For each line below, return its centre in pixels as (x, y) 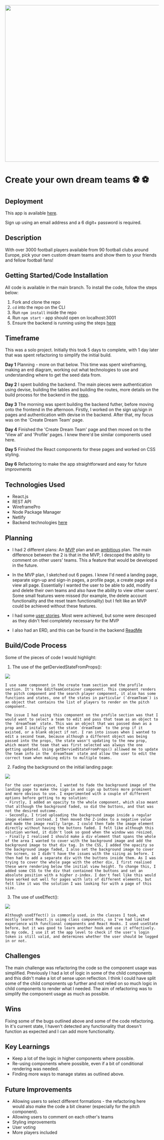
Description (23, 238)
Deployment (24, 201)
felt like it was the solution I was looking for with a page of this (78, 883)
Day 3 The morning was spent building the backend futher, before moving (79, 404)
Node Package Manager (37, 512)
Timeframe (22, 338)
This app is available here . (31, 213)
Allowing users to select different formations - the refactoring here (79, 1101)
